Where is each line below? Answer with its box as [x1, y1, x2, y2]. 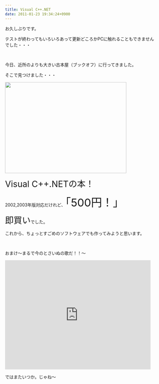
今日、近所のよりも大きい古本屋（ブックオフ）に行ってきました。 [5, 62, 137, 67]
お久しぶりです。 [5, 25, 39, 32]
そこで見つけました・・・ [5, 72, 56, 78]
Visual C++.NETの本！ [5, 178, 95, 189]
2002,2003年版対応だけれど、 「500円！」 [5, 195, 124, 209]
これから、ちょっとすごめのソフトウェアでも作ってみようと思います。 [5, 230, 144, 236]
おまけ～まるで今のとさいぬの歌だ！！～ [5, 250, 86, 256]
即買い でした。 [5, 215, 48, 226]
